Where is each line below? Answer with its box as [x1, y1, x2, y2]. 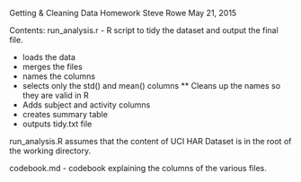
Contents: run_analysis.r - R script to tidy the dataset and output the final [9, 25, 279, 35]
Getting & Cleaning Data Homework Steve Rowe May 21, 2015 [9, 8, 237, 18]
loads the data [22, 52, 76, 62]
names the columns [22, 71, 96, 82]
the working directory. [9, 145, 92, 156]
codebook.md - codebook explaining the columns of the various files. [9, 163, 267, 173]
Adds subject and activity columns [22, 100, 151, 110]
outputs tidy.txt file [22, 118, 93, 129]
